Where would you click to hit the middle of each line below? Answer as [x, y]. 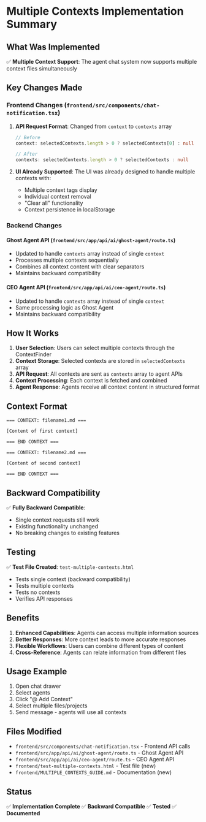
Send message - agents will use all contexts [71, 712]
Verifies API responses [44, 598]
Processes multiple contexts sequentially [67, 260]
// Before [28, 137]
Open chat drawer [38, 686]
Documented [23, 813]
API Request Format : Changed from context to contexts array [93, 126]
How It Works [33, 333]
